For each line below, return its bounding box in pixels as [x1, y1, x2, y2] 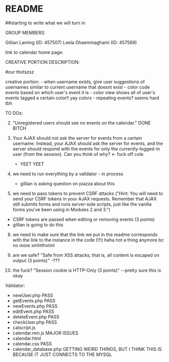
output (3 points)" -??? [12, 257, 60, 263]
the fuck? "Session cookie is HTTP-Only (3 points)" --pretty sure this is [12, 267, 161, 273]
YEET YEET [20, 160, 45, 167]
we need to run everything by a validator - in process [12, 171, 123, 177]
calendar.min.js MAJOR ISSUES [12, 330, 78, 336]
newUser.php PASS [12, 292, 53, 298]
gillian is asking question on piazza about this [20, 180, 115, 186]
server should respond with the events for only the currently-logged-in [12, 145, 160, 152]
